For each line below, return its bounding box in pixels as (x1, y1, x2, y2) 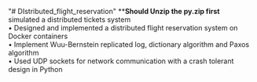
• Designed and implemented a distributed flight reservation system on (8, 23, 238, 32)
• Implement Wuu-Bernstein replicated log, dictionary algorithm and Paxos (8, 40, 250, 49)
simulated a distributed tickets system (8, 15, 131, 24)
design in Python (8, 65, 63, 73)
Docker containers (8, 31, 68, 41)
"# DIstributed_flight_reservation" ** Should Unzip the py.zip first (8, 7, 220, 16)
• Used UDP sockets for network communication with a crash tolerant (8, 56, 234, 66)
